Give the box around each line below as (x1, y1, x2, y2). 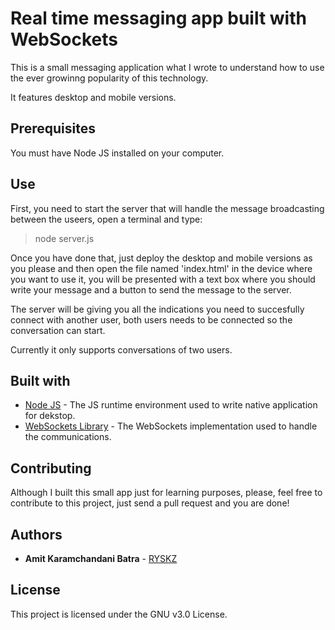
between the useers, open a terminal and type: (10, 213, 203, 225)
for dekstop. (24, 410, 76, 422)
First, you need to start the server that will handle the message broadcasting (10, 202, 325, 214)
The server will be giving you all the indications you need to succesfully (10, 303, 305, 315)
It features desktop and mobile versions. (10, 91, 177, 103)
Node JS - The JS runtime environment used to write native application (24, 399, 318, 411)
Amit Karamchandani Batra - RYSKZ (24, 553, 178, 564)
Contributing (10, 460, 92, 477)
